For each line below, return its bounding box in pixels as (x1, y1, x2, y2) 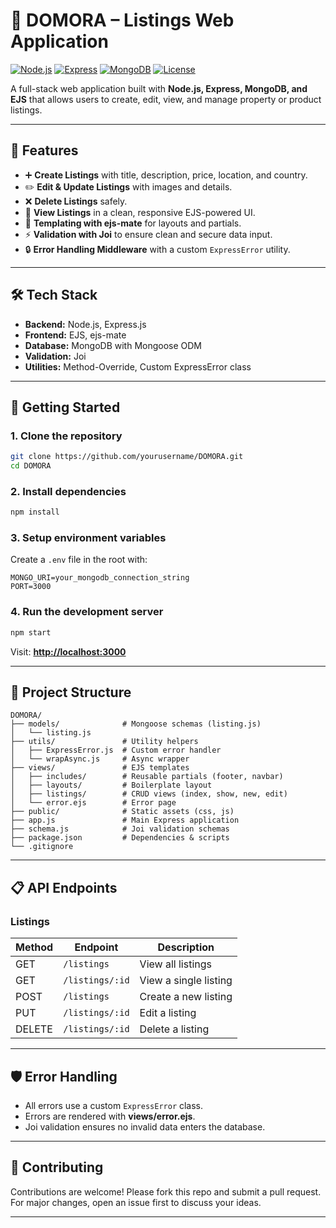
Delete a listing (139, 1022, 210, 1036)
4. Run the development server (10, 605, 164, 619)
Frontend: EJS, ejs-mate (24, 329, 127, 341)
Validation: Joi (24, 350, 87, 362)
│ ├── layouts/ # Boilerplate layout (10, 780, 213, 791)
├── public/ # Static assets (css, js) (10, 807, 235, 817)
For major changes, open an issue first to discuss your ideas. (10, 1196, 262, 1208)
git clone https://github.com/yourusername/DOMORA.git (10, 452, 244, 462)
